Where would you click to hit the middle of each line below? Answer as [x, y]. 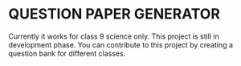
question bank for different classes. [67, 53]
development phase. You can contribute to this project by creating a [121, 44]
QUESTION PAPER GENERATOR [114, 14]
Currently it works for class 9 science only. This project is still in [114, 36]
